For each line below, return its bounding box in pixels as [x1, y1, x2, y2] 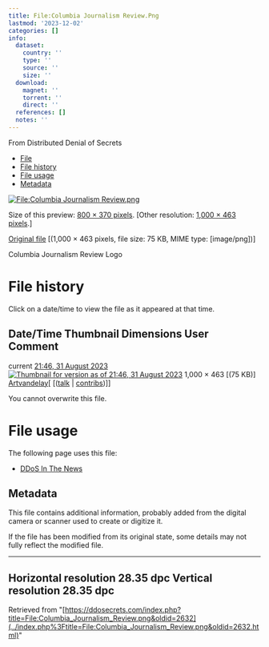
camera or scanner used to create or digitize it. [8, 516, 163, 526]
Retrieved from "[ [8, 605, 66, 615]
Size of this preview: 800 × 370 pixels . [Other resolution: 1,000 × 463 [8, 210, 236, 219]
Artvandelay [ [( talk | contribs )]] [8, 378, 111, 388]
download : [15, 78, 48, 86]
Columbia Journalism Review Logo [8, 249, 122, 259]
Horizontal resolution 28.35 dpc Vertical [8, 571, 213, 585]
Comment [8, 340, 59, 353]
